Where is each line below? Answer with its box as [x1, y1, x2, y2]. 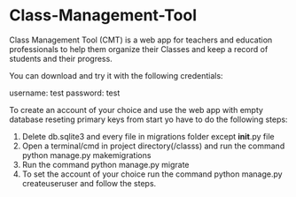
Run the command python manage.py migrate [21, 159, 190, 170]
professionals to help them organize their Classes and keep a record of [9, 43, 269, 54]
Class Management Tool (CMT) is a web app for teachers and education [9, 34, 273, 45]
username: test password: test [9, 87, 121, 98]
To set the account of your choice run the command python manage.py [21, 169, 283, 179]
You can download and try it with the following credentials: [9, 70, 223, 80]
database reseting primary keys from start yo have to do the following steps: [9, 114, 288, 125]
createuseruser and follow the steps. [21, 178, 157, 188]
